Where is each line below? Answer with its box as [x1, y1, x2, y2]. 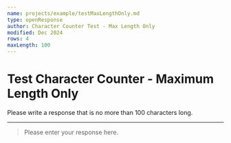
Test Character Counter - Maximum [7, 71, 214, 87]
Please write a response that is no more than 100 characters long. [7, 108, 193, 116]
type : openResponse [7, 16, 63, 23]
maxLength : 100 [7, 42, 51, 49]
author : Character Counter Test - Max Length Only [7, 23, 155, 29]
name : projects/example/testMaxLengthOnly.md [7, 10, 140, 17]
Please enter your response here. [23, 128, 119, 136]
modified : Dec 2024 [7, 29, 63, 36]
